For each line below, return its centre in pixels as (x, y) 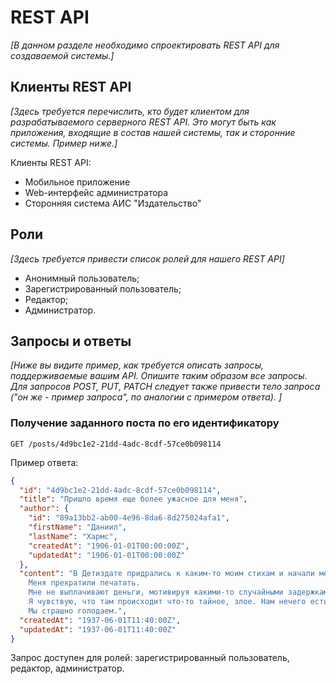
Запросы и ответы (71, 341)
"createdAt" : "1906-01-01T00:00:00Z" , (109, 546)
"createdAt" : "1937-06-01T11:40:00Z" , (100, 620)
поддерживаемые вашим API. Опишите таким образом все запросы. (159, 376)
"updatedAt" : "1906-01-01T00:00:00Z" (107, 555)
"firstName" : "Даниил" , (78, 527)
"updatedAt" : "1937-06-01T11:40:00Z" (98, 629)
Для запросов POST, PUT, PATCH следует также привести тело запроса (165, 387)
